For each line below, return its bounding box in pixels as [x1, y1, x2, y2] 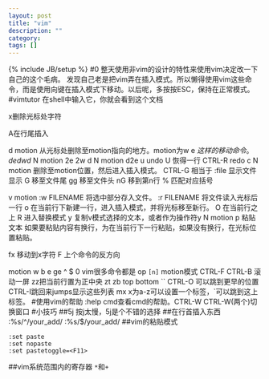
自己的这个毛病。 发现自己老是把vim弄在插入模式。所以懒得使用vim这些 [8, 75, 245, 84]
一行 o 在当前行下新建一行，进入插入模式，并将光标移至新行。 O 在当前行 [8, 203, 251, 212]
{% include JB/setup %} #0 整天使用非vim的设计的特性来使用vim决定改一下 [8, 65, 259, 75]
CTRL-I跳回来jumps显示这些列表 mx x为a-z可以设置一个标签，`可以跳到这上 [8, 287, 259, 296]
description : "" [8, 26, 63, 34]
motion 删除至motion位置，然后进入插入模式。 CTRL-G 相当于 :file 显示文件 [8, 166, 257, 175]
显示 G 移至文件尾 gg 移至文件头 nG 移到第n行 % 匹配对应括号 [8, 175, 214, 185]
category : [8, 34, 42, 42]
